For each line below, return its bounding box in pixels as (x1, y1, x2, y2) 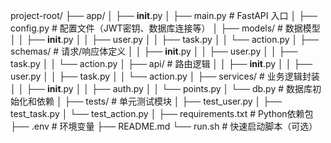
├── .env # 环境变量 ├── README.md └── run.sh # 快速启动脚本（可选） (10, 120, 318, 132)
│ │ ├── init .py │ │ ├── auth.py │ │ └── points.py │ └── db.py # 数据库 (10, 83, 313, 94)
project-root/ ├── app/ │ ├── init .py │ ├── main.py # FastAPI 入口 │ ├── (10, 10, 318, 21)
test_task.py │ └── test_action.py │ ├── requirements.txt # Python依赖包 (10, 108, 314, 119)
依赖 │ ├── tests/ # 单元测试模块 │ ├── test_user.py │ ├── (36, 95, 283, 107)
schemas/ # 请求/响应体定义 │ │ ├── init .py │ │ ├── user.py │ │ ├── (10, 45, 298, 57)
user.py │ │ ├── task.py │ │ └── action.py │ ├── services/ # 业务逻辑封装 (10, 70, 320, 82)
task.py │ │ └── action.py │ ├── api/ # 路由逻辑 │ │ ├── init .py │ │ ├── (10, 58, 313, 69)
